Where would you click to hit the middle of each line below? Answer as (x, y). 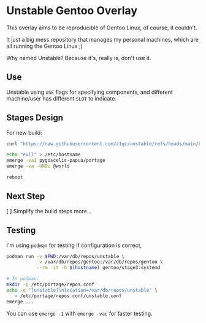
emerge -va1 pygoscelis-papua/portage (56, 161)
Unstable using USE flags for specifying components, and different (90, 92)
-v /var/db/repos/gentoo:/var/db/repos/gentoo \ (100, 262)
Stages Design (35, 118)
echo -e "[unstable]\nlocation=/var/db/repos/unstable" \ (82, 290)
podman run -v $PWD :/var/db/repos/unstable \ (65, 256)
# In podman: (23, 279)
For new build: (25, 132)
